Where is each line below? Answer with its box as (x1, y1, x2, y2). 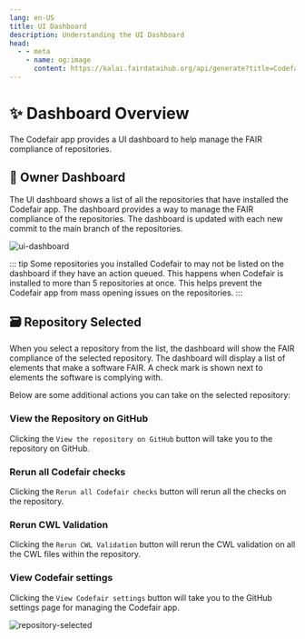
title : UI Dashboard (9, 22, 88, 31)
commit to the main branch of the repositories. (9, 223, 183, 234)
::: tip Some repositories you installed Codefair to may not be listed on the (9, 258, 284, 269)
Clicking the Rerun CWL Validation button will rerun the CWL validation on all (9, 539, 296, 550)
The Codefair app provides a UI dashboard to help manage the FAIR (9, 134, 263, 145)
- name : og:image (25, 55, 92, 65)
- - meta (17, 47, 51, 56)
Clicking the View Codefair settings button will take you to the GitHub (9, 592, 272, 603)
